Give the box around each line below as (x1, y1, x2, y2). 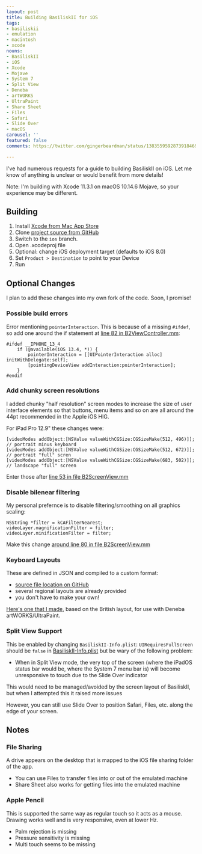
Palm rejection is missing (14, 828, 77, 835)
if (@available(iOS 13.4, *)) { (17, 346, 98, 352)
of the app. (6, 763, 34, 770)
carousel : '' (6, 132, 39, 138)
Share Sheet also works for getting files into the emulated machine (14, 781, 180, 788)
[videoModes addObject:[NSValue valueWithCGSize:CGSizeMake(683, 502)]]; (6, 457, 195, 463)
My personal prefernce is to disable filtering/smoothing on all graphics (6, 502, 180, 509)
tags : (6, 20, 20, 26)
